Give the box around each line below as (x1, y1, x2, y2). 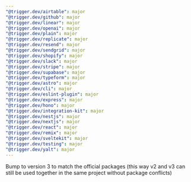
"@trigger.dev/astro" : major (5, 81, 78, 87)
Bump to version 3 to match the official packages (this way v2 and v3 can (5, 162, 186, 170)
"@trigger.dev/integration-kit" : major (5, 108, 104, 114)
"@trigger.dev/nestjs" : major (5, 113, 81, 119)
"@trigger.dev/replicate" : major (5, 36, 88, 42)
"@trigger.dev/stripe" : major (5, 63, 81, 70)
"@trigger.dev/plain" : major (5, 31, 78, 37)
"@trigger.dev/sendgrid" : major (5, 47, 85, 53)
